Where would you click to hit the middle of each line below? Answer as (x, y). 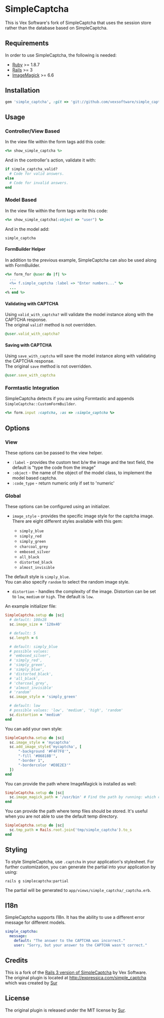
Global (13, 496)
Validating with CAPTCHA (32, 303)
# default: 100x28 (28, 620)
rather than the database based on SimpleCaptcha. (56, 27)
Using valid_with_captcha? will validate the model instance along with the (79, 315)
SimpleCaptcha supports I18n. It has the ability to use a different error (75, 917)
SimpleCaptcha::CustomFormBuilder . (41, 404)
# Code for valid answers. (37, 174)
